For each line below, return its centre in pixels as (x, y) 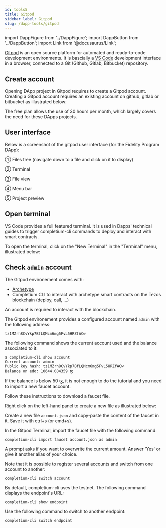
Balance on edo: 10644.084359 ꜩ (39, 371)
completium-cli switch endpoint (39, 520)
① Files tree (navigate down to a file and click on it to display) (69, 159)
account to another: (25, 469)
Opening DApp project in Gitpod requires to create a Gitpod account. (76, 91)
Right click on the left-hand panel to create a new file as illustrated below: (81, 406)
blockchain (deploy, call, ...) (41, 300)
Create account (30, 79)
